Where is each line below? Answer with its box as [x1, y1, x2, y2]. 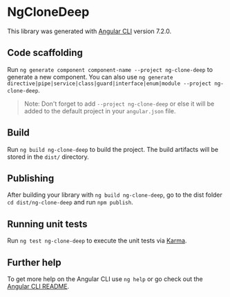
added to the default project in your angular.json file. [23, 106, 176, 115]
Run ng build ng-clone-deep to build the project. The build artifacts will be [7, 145, 219, 153]
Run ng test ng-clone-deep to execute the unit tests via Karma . [7, 236, 187, 245]
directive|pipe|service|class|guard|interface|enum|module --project [7, 80, 212, 87]
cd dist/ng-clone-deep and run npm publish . [7, 198, 133, 207]
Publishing [7, 172, 55, 184]
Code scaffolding [7, 47, 83, 59]
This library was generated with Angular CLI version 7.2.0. [7, 27, 171, 35]
